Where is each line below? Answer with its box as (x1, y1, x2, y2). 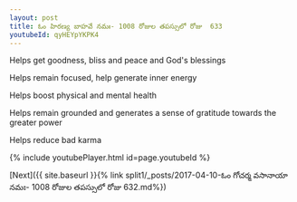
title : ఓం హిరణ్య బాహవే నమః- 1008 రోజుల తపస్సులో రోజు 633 (9, 22, 223, 31)
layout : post (9, 13, 59, 23)
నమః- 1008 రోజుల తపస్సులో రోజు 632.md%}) (9, 182, 167, 193)
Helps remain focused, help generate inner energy (9, 72, 197, 83)
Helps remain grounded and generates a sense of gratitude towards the (9, 108, 277, 119)
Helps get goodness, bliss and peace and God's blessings (9, 55, 226, 66)
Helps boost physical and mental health (9, 90, 157, 101)
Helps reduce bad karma (9, 135, 102, 146)
